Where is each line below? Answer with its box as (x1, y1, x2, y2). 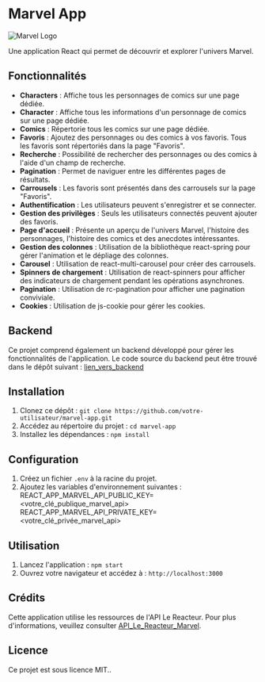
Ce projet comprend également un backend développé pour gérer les (8, 345, 235, 354)
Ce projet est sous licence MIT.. (8, 665, 112, 674)
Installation (8, 385, 65, 398)
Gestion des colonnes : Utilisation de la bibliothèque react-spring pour (19, 242, 251, 251)
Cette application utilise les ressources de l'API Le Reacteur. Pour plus (8, 612, 237, 622)
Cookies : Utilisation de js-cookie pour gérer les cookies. (19, 301, 206, 310)
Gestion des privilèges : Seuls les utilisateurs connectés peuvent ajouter (19, 208, 258, 218)
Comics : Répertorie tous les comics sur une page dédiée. (19, 124, 210, 133)
